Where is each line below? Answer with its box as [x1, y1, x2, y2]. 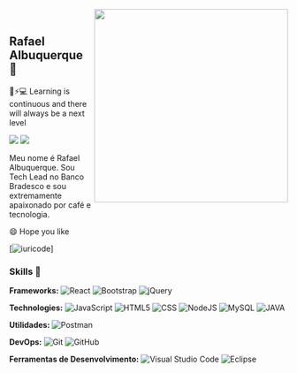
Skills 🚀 [9, 265, 42, 278]
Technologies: [9, 302, 64, 313]
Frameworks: [9, 285, 59, 296]
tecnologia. [9, 209, 50, 219]
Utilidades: [9, 320, 50, 331]
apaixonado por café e [9, 199, 91, 210]
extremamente [9, 190, 62, 201]
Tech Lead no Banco [9, 171, 85, 182]
